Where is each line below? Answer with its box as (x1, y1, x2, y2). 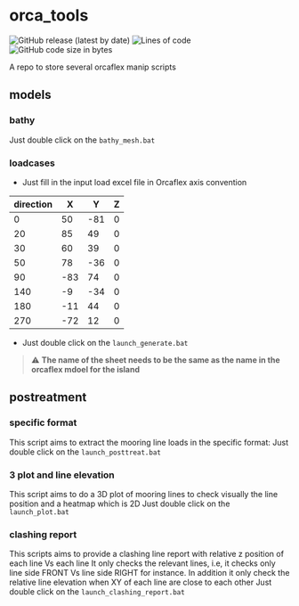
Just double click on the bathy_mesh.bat (9, 135, 156, 145)
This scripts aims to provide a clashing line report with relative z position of (9, 549, 285, 560)
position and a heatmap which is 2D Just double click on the (9, 498, 230, 509)
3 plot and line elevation (9, 469, 116, 481)
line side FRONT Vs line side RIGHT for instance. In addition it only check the (9, 568, 290, 578)
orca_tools (9, 5, 89, 26)
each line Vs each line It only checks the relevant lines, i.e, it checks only (9, 558, 276, 569)
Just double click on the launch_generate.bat (21, 337, 189, 348)
